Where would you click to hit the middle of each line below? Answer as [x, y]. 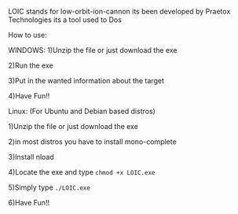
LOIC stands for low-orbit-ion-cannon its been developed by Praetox [119, 11]
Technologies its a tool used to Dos [65, 20]
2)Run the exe [31, 65]
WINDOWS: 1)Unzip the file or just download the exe [93, 50]
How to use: [27, 35]
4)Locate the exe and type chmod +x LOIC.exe [82, 172]
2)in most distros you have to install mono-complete [92, 142]
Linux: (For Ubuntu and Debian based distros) [82, 111]
